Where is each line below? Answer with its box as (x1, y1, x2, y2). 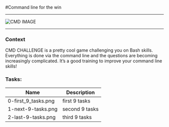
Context (5, 36, 26, 43)
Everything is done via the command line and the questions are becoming (5, 53, 158, 59)
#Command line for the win (5, 5, 62, 10)
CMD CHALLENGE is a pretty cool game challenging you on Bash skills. (5, 47, 153, 53)
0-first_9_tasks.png (8, 97, 55, 104)
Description (66, 89, 95, 96)
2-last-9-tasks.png (8, 113, 56, 120)
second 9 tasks (62, 105, 99, 112)
